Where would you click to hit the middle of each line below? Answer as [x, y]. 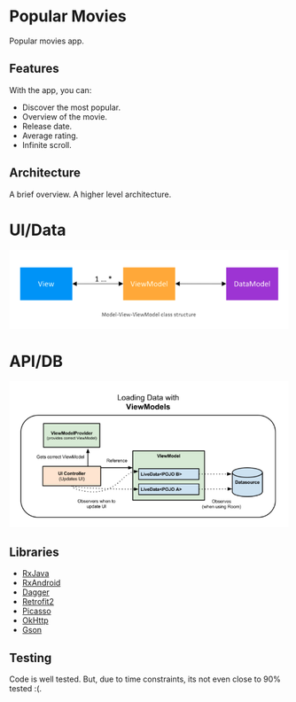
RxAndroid [41, 583]
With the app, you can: [51, 90]
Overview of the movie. [65, 116]
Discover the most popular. [71, 107]
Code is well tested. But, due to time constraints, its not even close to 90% [145, 679]
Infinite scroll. [47, 144]
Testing [31, 658]
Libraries [34, 552]
